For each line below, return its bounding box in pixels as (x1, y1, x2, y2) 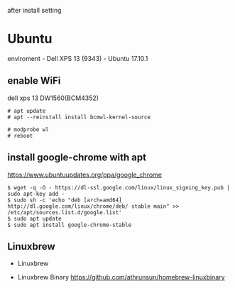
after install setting (7, 6, 62, 14)
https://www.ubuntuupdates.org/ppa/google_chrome (7, 170, 162, 179)
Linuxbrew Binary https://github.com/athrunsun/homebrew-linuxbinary (17, 273, 225, 282)
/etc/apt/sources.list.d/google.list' (7, 209, 122, 216)
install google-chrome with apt (7, 152, 147, 164)
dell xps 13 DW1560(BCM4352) (7, 94, 99, 102)
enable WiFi (7, 74, 61, 87)
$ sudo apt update (7, 215, 62, 222)
